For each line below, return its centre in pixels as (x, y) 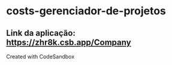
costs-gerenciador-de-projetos (86, 11)
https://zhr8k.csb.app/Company (69, 42)
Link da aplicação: (41, 33)
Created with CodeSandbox (40, 57)
